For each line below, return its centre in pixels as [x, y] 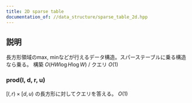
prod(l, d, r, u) [26, 80]
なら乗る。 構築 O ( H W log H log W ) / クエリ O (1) [62, 64]
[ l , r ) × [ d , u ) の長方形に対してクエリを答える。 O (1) [67, 94]
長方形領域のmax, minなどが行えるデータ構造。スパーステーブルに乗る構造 [96, 57]
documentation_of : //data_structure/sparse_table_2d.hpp [77, 17]
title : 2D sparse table [35, 11]
